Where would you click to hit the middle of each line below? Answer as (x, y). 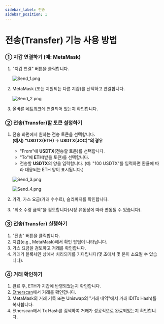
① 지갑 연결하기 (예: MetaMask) (43, 57)
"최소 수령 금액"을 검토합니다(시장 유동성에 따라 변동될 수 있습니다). (77, 210)
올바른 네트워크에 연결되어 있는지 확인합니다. (55, 109)
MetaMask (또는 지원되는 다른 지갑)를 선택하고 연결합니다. (68, 88)
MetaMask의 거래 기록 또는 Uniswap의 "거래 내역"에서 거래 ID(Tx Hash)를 (84, 298)
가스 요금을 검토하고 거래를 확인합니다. (49, 248)
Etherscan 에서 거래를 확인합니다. (44, 292)
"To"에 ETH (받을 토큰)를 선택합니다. (54, 157)
